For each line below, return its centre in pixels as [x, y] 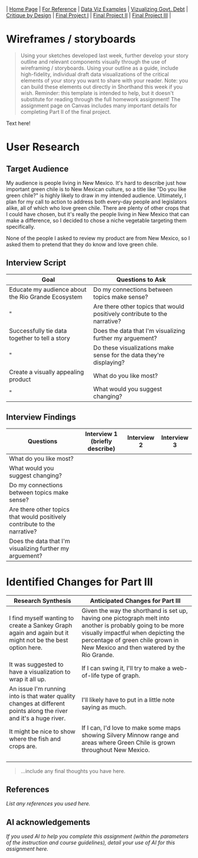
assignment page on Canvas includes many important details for [99, 105]
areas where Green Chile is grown [128, 742]
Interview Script [36, 263]
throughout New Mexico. [116, 750]
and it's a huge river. [37, 718]
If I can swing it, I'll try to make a [126, 668]
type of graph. [121, 675]
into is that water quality [42, 696]
